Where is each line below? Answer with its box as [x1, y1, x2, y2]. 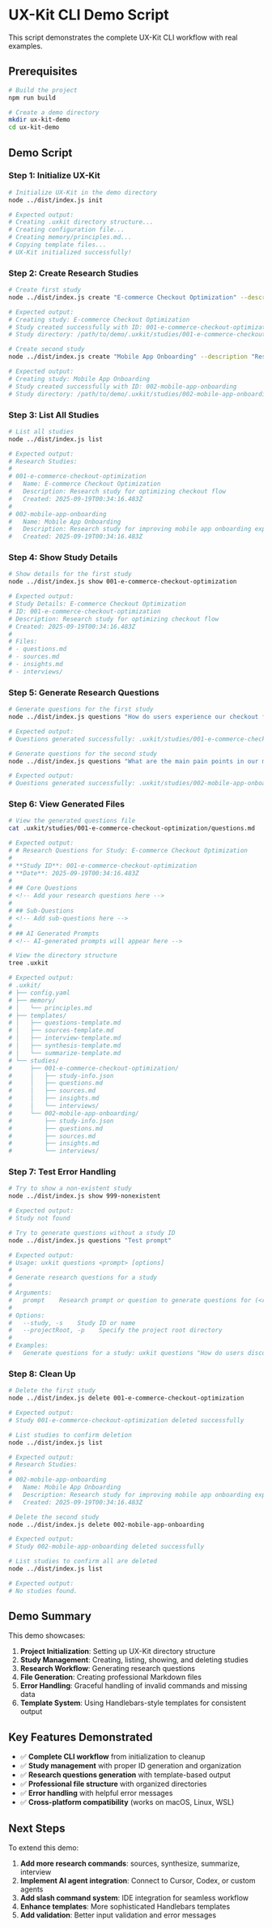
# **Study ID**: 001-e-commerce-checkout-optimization [8, 861, 198, 870]
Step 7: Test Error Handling [8, 1166, 117, 1178]
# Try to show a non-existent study [8, 1185, 132, 1193]
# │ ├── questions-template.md [8, 1019, 121, 1027]
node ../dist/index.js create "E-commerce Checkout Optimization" [8, 293, 237, 301]
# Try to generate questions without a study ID [8, 1229, 176, 1237]
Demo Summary [8, 1610, 91, 1623]
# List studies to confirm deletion [8, 1430, 132, 1439]
